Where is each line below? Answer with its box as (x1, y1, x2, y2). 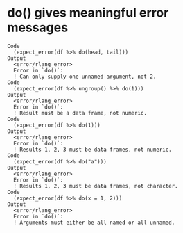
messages (7, 19, 68, 35)
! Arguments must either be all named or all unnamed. (13, 219, 175, 226)
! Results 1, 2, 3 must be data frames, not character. (13, 182, 178, 189)
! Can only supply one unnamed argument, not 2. (13, 73, 157, 80)
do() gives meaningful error (7, 5, 169, 21)
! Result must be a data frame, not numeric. (13, 109, 148, 116)
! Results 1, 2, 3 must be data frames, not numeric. (13, 146, 172, 153)
